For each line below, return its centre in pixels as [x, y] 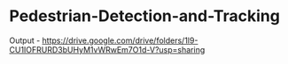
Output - [25, 40]
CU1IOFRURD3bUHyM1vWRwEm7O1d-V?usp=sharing [107, 49]
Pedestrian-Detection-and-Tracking [145, 16]
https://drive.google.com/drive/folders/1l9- [120, 40]
